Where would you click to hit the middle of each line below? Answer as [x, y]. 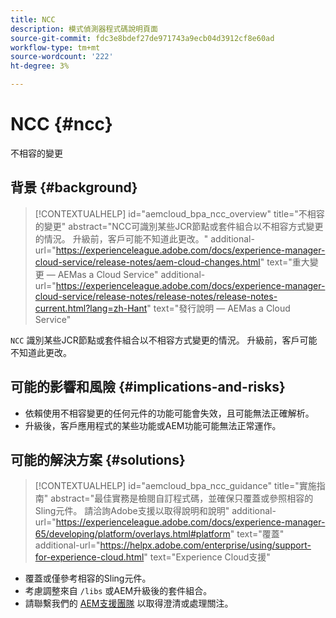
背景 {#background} [74, 187]
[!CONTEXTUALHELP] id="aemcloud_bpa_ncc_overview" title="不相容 [179, 213]
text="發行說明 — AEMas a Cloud [222, 308]
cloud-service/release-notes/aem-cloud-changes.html [147, 262]
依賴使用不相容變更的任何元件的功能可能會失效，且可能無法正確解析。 [169, 413]
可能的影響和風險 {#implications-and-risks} [148, 387]
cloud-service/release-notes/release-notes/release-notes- [156, 296]
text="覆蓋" [260, 534]
